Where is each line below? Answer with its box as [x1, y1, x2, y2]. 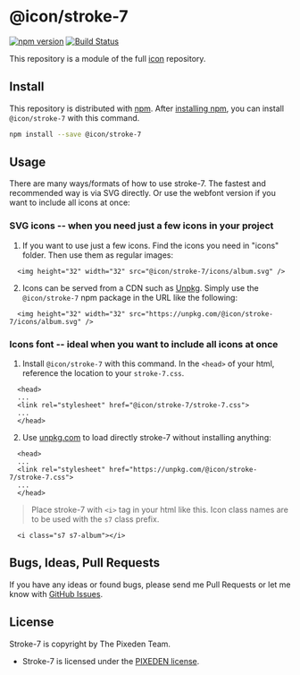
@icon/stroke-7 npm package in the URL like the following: [21, 292, 238, 303]
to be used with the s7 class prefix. [30, 514, 160, 525]
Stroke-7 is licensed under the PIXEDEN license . [21, 655, 200, 666]
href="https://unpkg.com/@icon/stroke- [108, 466, 257, 474]
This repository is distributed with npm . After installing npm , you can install [9, 103, 284, 114]
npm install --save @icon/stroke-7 [9, 130, 142, 139]
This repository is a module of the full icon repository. [9, 53, 206, 64]
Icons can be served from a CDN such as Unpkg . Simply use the [21, 282, 259, 293]
